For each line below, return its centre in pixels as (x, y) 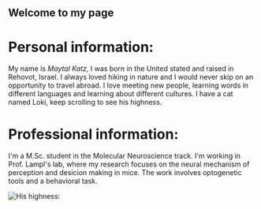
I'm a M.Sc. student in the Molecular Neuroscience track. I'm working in (125, 156)
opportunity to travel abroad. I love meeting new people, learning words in (129, 85)
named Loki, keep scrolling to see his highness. (85, 103)
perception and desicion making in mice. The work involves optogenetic (125, 173)
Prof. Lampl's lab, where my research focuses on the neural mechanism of (129, 164)
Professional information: (93, 134)
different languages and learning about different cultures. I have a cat (121, 94)
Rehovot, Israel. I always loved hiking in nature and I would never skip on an (131, 77)
